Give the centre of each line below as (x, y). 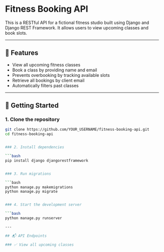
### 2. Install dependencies (35, 147)
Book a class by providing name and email (55, 70)
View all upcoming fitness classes (46, 65)
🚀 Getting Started (32, 105)
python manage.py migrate (31, 192)
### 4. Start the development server (43, 205)
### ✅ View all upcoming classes (40, 245)
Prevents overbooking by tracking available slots (61, 75)
